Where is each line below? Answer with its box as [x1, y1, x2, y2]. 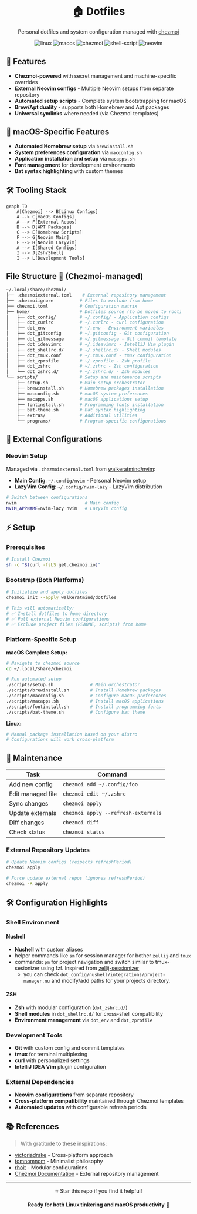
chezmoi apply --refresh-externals [62, 810, 162, 817]
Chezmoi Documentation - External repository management [14, 1170, 159, 1178]
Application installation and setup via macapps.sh [14, 155, 135, 162]
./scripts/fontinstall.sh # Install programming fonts [6, 704, 161, 710]
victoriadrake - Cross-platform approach [14, 1152, 113, 1159]
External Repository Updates [6, 846, 90, 854]
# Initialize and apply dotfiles [6, 589, 88, 595]
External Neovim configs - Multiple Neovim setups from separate [14, 85, 174, 92]
